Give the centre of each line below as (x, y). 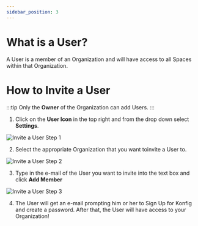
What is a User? (47, 42)
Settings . (27, 125)
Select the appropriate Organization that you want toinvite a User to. (101, 149)
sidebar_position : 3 (33, 12)
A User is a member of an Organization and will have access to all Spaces (99, 59)
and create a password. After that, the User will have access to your (101, 210)
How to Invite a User (58, 90)
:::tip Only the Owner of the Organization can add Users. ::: (80, 107)
